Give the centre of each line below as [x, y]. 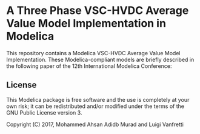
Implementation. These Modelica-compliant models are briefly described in [100, 59]
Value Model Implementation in [86, 23]
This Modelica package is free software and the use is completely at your [98, 99]
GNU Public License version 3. [44, 112]
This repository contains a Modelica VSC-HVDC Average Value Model [93, 53]
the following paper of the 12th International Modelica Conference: [89, 66]
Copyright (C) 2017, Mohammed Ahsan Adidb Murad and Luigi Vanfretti [95, 124]
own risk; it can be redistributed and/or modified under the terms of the [95, 106]
